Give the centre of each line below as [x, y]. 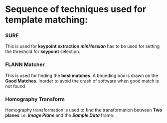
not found [15, 86]
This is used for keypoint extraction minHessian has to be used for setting [83, 46]
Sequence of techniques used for [76, 9]
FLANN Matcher [25, 64]
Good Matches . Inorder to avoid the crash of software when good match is [82, 80]
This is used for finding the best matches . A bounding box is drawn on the [82, 75]
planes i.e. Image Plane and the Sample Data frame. [60, 115]
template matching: [47, 20]
